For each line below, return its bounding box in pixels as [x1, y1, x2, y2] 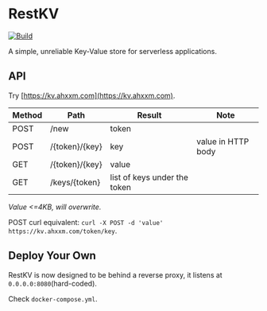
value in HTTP [196, 136, 250, 147]
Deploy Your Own [8, 249, 97, 262]
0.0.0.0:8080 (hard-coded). [8, 278, 98, 288]
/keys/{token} [50, 177, 101, 188]
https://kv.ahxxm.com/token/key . [8, 226, 118, 235]
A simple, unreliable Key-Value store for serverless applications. [8, 46, 217, 56]
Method [12, 109, 43, 120]
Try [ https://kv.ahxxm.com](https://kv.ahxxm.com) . [8, 91, 176, 100]
